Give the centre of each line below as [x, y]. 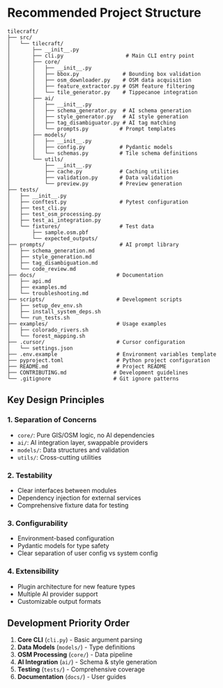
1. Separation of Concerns [52, 420]
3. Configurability [38, 523]
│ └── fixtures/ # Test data [81, 226]
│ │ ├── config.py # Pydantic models [90, 147]
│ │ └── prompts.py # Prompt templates [92, 129]
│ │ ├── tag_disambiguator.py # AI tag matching [92, 123]
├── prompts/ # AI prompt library [93, 244]
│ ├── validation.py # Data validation [90, 178]
